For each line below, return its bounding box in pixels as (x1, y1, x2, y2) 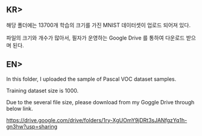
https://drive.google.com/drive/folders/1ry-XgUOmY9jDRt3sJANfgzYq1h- (6, 116, 188, 123)
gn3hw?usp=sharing (6, 123, 58, 130)
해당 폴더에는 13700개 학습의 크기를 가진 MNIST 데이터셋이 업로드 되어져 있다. (6, 21, 191, 29)
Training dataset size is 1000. (6, 87, 79, 94)
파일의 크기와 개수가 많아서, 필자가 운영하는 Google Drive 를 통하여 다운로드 (6, 34, 185, 41)
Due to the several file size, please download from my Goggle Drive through (6, 98, 195, 105)
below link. (6, 105, 33, 112)
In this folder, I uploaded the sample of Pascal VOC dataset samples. (6, 75, 177, 83)
